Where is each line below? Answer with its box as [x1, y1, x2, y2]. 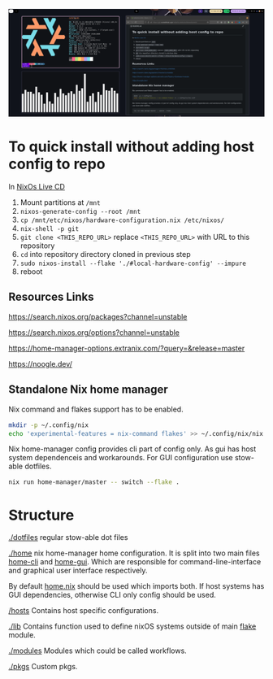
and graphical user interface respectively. [8, 566, 148, 576]
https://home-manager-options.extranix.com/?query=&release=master [8, 343, 245, 353]
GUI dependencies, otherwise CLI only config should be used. [8, 590, 217, 600]
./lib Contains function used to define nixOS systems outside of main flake [8, 621, 257, 631]
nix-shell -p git [19, 225, 80, 233]
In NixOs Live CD [8, 182, 65, 192]
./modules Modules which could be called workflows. [8, 646, 187, 655]
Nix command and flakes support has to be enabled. [8, 404, 184, 414]
